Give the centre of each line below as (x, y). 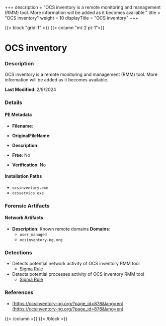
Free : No (21, 155)
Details (14, 102)
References (19, 292)
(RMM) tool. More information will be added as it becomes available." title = (82, 13)
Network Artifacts (24, 218)
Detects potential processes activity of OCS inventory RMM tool (78, 274)
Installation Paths (23, 176)
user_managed (33, 235)
